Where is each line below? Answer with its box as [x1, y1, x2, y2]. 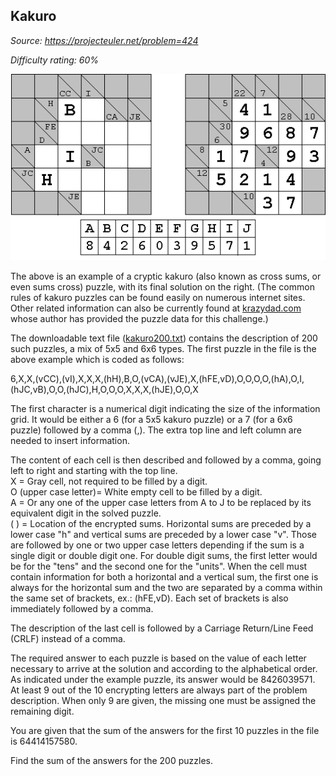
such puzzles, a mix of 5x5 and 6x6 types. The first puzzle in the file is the [10, 342, 317, 354]
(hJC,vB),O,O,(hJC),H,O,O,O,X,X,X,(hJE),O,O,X [10, 383, 199, 395]
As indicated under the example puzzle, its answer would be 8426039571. [10, 673, 316, 685]
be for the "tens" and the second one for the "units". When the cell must [10, 560, 308, 572]
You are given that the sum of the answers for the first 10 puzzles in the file [10, 724, 320, 736]
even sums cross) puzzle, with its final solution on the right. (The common [10, 280, 315, 293]
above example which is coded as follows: [10, 353, 185, 365]
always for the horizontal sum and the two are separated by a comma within [10, 581, 323, 593]
